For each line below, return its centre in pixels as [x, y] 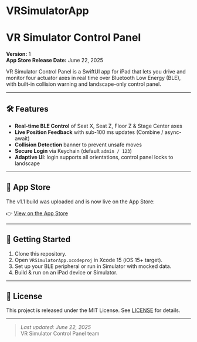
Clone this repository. [40, 253]
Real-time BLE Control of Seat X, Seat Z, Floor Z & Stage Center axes [98, 126]
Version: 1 [18, 54]
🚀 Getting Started [38, 239]
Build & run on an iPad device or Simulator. [66, 272]
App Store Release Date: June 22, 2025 [55, 61]
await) [22, 138]
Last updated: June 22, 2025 [56, 327]
